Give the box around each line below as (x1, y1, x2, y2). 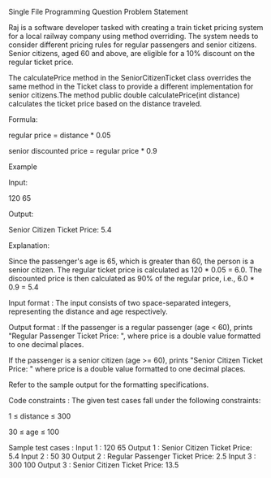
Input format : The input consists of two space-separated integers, (8, 298, 231, 307)
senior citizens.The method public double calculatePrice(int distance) (8, 90, 241, 100)
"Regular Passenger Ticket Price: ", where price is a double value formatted (8, 331, 261, 341)
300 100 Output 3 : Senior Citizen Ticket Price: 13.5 (8, 460, 179, 470)
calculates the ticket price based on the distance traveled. (8, 99, 203, 108)
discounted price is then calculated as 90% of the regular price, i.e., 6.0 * (8, 274, 256, 283)
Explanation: (8, 241, 50, 250)
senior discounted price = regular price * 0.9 (8, 146, 157, 155)
